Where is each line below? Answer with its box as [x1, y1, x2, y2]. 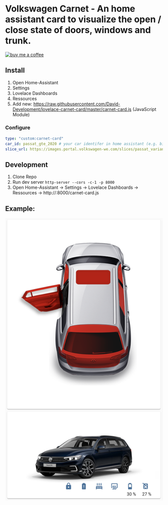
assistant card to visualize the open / [5, 14, 161, 25]
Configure [5, 124, 30, 131]
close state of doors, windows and [5, 25, 151, 36]
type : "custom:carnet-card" [5, 136, 64, 141]
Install [5, 66, 25, 75]
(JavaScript [132, 106, 156, 112]
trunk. [5, 35, 31, 47]
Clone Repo [12, 174, 37, 180]
